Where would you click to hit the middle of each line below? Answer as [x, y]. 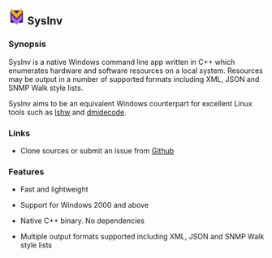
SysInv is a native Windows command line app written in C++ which [122, 62]
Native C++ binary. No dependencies [82, 221]
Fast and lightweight [54, 189]
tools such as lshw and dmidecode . [68, 112]
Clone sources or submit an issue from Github [97, 150]
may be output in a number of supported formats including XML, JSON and [134, 79]
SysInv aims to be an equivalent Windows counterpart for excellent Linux [131, 103]
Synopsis [27, 44]
